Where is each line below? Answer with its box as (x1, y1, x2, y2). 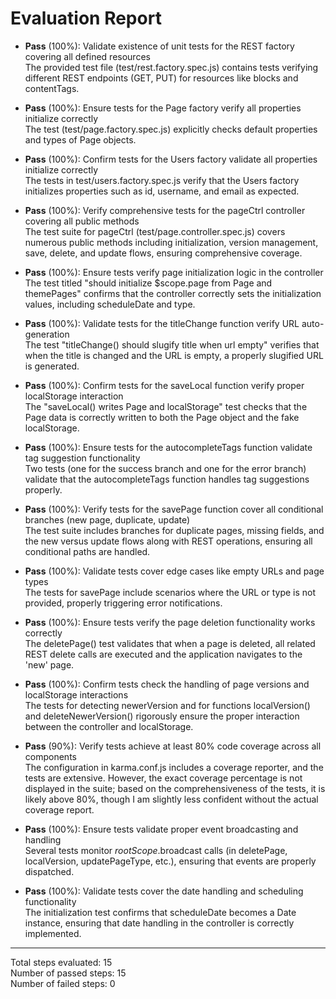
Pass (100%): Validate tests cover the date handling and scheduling (24, 885, 304, 897)
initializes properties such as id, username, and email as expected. (24, 185, 300, 197)
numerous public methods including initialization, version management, (24, 236, 319, 248)
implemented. (24, 927, 82, 939)
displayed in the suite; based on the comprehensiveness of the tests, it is (24, 782, 326, 794)
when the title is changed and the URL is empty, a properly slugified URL (24, 349, 324, 361)
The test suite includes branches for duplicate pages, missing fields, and (24, 524, 325, 536)
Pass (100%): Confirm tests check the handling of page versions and (24, 678, 310, 690)
